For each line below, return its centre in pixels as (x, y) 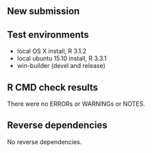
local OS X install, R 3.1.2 (52, 51)
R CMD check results (53, 87)
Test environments (48, 35)
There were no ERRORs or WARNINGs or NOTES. (76, 104)
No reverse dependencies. (45, 142)
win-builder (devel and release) (61, 66)
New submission (43, 11)
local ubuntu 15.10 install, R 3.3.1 (62, 58)
